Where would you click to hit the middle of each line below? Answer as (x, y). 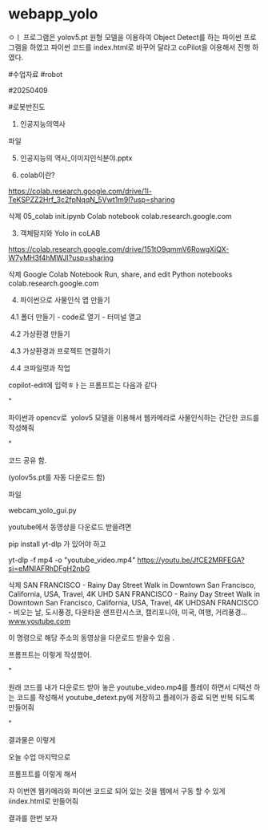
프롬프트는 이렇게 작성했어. (50, 654)
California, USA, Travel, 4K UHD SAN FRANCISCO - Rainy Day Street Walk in (134, 593)
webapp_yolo (53, 14)
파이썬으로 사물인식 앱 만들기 (65, 300)
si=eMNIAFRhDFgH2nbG (49, 568)
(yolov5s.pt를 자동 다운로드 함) (57, 477)
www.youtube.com (39, 621)
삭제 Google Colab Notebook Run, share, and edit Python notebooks (120, 274)
